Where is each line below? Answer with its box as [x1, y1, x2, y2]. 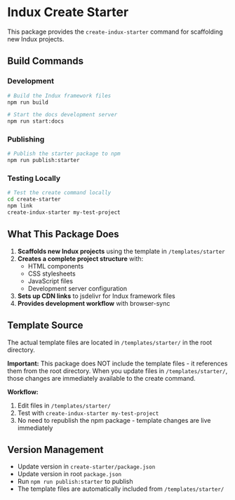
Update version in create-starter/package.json [17, 462, 156, 471]
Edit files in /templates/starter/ [17, 401, 111, 410]
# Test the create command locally [7, 189, 112, 196]
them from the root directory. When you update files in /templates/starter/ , [7, 366, 228, 375]
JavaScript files [27, 276, 74, 285]
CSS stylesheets [27, 269, 76, 278]
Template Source [7, 320, 83, 332]
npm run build [7, 99, 49, 106]
